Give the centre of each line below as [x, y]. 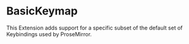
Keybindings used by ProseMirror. [49, 34]
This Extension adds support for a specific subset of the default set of [94, 28]
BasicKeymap [42, 11]
